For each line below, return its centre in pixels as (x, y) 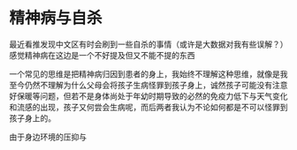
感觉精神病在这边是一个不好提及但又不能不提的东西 (102, 55)
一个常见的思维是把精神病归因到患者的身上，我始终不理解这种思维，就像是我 (148, 74)
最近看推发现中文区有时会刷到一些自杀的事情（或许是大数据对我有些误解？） (148, 44)
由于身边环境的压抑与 (48, 137)
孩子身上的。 (32, 118)
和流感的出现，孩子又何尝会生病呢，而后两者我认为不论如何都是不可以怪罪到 (148, 107)
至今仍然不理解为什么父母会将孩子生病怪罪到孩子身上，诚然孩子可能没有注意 (148, 85)
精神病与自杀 (56, 18)
